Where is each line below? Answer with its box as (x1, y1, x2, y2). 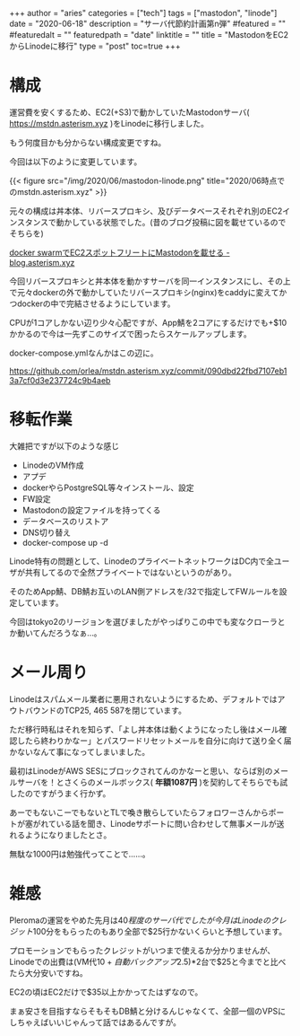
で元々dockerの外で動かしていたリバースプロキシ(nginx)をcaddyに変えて (9, 286, 279, 297)
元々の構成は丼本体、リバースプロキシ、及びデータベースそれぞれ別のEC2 (9, 206, 283, 216)
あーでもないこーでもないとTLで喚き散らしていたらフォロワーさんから (9, 807, 269, 818)
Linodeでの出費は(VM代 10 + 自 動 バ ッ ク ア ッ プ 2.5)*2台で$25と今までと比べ (9, 956, 287, 967)
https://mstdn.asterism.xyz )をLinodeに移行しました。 (9, 118, 209, 128)
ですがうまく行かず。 (32, 787, 111, 798)
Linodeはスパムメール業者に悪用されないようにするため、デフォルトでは (9, 693, 278, 704)
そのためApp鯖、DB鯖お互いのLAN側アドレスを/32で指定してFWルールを (9, 585, 280, 596)
